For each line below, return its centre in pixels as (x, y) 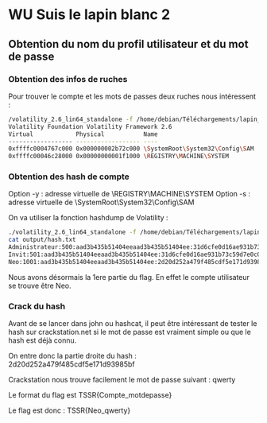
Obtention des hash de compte (69, 177)
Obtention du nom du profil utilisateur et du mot (128, 44)
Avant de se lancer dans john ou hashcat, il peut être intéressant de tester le (133, 324)
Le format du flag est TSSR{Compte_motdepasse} (90, 395)
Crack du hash (37, 306)
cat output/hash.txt (43, 240)
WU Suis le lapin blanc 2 (89, 15)
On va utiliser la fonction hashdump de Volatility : (88, 218)
